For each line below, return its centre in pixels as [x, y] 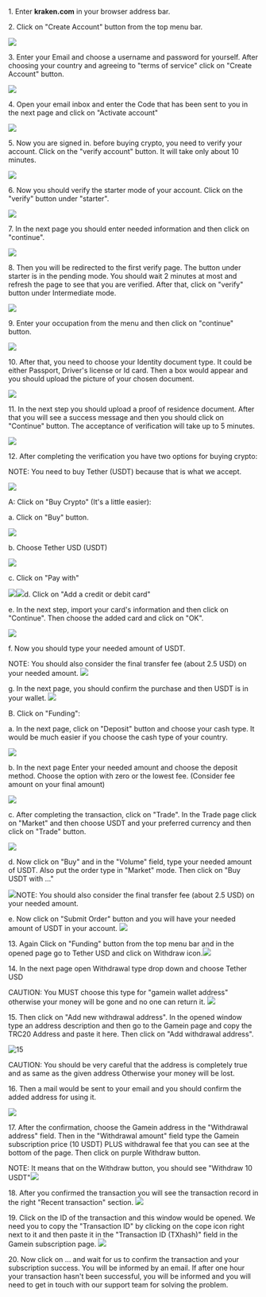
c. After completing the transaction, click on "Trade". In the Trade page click [132, 814]
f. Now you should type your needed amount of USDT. [97, 648]
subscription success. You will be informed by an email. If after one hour [127, 1268]
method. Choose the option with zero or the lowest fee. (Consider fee [122, 776]
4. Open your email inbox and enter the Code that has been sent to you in [128, 104]
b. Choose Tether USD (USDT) [58, 548]
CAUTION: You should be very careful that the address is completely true [128, 1065]
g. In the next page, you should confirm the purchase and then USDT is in [128, 689]
